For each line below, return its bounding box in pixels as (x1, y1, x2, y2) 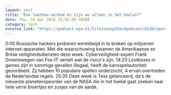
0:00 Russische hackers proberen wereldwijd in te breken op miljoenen (5, 40, 154, 46)
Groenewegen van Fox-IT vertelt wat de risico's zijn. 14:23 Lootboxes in (5, 57, 156, 63)
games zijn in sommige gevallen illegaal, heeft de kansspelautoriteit (5, 62, 147, 68)
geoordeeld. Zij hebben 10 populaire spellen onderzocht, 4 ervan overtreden (5, 67, 165, 74)
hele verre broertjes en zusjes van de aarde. (5, 84, 98, 90)
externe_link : (5, 27, 36, 32)
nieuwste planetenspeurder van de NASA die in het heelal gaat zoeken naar (5, 79, 164, 85)
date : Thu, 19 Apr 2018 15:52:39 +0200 (5, 17, 90, 22)
